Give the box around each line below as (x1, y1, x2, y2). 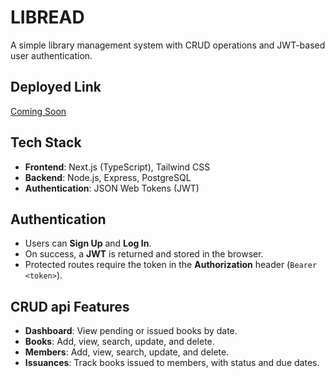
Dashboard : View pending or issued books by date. (24, 325, 238, 337)
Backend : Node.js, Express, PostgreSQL (24, 171, 192, 183)
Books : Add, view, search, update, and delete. (24, 336, 215, 348)
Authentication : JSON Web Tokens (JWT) (24, 182, 200, 194)
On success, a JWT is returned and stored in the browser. (24, 248, 264, 260)
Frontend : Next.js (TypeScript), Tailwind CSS (24, 161, 211, 173)
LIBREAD (10, 6, 85, 29)
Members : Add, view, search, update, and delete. (24, 346, 230, 358)
